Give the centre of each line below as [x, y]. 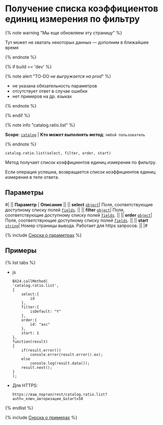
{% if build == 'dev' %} [28, 67]
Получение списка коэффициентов [82, 9]
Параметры [24, 193]
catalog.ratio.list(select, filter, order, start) [58, 153]
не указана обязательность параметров [55, 86]
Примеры [21, 251]
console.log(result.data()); [60, 363]
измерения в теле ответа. [32, 177]
